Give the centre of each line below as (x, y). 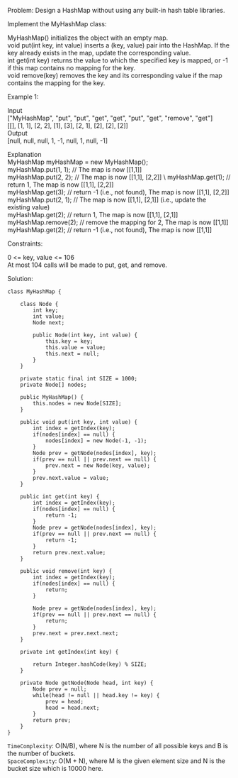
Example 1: (23, 97)
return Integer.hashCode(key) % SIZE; (90, 664)
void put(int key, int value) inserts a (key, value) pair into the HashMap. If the (119, 45)
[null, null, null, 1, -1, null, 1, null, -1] (58, 141)
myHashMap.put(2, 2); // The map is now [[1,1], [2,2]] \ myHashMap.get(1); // (119, 177)
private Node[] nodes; (53, 385)
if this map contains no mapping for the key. (72, 68)
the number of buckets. (41, 753)
